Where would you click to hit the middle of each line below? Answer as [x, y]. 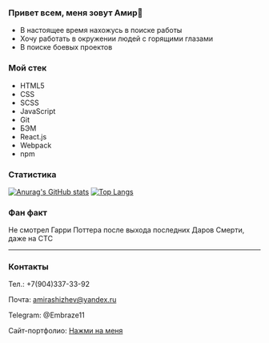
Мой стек [28, 68]
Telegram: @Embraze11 [47, 315]
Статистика [32, 174]
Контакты [29, 267]
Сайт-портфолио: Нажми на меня [66, 331]
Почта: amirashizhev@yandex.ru [62, 300]
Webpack [36, 145]
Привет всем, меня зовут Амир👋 [76, 13]
